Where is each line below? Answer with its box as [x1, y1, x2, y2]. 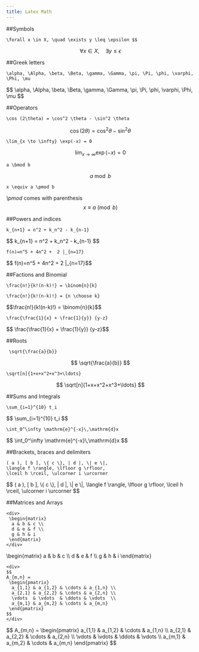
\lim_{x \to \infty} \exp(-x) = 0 [6, 139, 93, 145]
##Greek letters [6, 59, 45, 66]
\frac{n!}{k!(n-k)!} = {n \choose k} [6, 293, 100, 299]
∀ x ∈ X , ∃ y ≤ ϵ [79, 47, 121, 54]
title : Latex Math [6, 8, 52, 15]
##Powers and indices [6, 216, 62, 223]
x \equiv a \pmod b [6, 184, 55, 190]
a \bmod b [6, 162, 31, 168]
